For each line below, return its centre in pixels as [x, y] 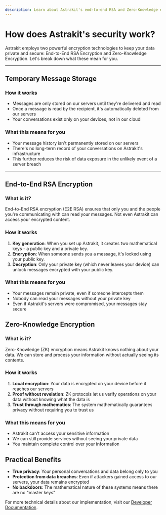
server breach [26, 164]
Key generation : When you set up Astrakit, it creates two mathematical [84, 243]
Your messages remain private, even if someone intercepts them [78, 293]
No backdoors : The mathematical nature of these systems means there [85, 487]
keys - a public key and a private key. [50, 249]
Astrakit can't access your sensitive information [61, 433]
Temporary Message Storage [51, 78]
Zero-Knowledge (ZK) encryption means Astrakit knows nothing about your [82, 349]
